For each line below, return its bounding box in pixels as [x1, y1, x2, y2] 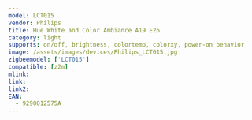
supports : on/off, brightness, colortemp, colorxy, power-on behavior [8, 41, 245, 49]
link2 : [8, 84, 30, 93]
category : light [8, 33, 61, 42]
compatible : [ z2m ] [8, 63, 69, 71]
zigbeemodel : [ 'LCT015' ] [8, 56, 90, 64]
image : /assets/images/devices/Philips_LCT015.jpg [8, 48, 178, 56]
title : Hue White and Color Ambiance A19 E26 [8, 26, 160, 34]
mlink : [8, 70, 30, 78]
